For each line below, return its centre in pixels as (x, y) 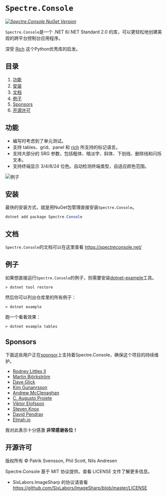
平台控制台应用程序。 (41, 38)
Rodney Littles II (29, 371)
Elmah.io (22, 419)
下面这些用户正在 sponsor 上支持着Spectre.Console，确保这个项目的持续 (80, 354)
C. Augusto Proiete (32, 398)
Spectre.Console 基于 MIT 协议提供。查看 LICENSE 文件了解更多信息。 (79, 471)
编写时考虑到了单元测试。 (39, 141)
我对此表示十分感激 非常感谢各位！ (41, 430)
